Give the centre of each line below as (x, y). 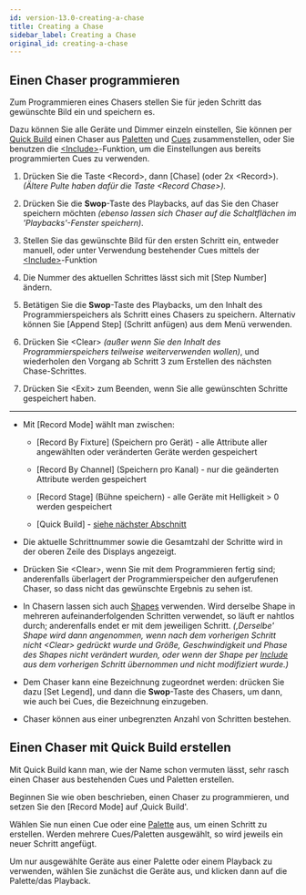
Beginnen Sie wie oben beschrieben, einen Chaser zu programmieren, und (149, 797)
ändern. (37, 287)
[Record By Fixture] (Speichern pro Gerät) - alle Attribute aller (152, 442)
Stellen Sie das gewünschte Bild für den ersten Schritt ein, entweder (151, 241)
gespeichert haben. (59, 398)
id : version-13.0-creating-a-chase (77, 18)
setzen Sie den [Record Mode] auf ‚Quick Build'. (99, 807)
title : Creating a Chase (56, 26)
